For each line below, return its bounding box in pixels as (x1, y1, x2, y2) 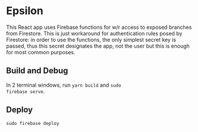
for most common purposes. (6, 48, 76, 55)
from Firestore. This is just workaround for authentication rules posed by (6, 29, 183, 37)
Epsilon (6, 4, 44, 18)
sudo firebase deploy (6, 120, 60, 126)
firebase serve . (6, 87, 46, 95)
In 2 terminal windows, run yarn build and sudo (6, 81, 121, 88)
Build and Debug (6, 66, 69, 76)
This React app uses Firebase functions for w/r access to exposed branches (6, 24, 192, 31)
